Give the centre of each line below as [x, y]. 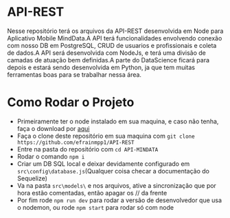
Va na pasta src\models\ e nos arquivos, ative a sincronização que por [116, 185]
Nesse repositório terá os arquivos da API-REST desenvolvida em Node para [115, 31]
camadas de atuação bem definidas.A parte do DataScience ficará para [108, 60]
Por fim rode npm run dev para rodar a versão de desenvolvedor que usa [119, 200]
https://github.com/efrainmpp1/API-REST [76, 142]
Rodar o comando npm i [51, 156]
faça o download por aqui [53, 128]
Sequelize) [32, 178]
